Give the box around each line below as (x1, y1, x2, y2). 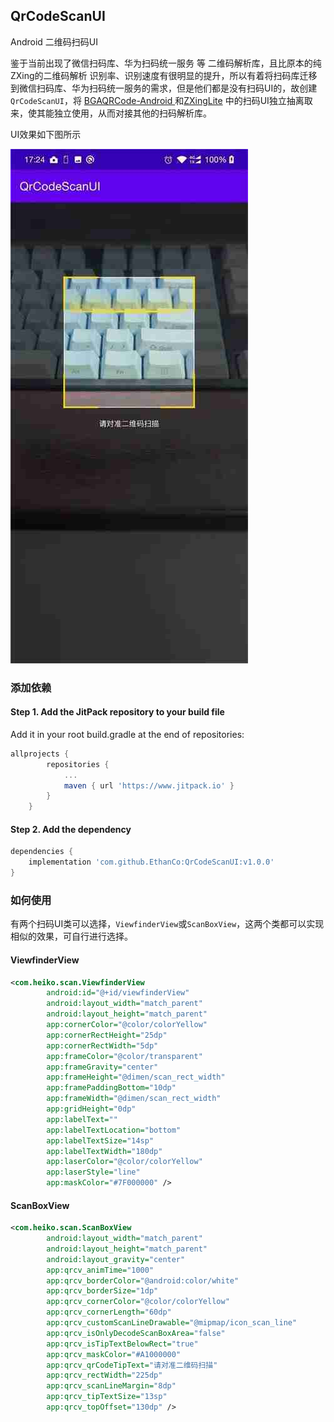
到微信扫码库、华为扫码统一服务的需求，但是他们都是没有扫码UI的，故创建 (10, 82, 318, 94)
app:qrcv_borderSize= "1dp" (46, 1286, 159, 1296)
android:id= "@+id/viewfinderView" (46, 988, 190, 998)
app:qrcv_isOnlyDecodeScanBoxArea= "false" (46, 1328, 226, 1338)
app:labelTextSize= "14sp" (46, 1135, 155, 1146)
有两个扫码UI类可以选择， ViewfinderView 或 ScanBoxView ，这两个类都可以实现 (10, 918, 325, 930)
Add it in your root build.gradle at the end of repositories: (10, 728, 245, 740)
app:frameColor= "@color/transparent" (46, 1051, 203, 1061)
